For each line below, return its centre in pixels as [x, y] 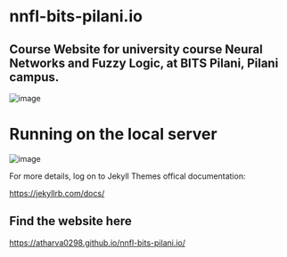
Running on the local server [113, 134]
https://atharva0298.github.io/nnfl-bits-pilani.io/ [97, 243]
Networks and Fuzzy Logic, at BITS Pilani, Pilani [144, 63]
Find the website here [70, 221]
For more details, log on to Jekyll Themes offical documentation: [127, 176]
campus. [34, 77]
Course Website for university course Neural [136, 49]
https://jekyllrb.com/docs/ [57, 193]
